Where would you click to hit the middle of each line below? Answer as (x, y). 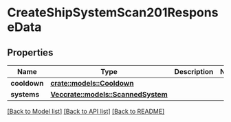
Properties (30, 52)
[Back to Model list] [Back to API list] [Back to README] (86, 111)
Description (194, 72)
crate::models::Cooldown (92, 83)
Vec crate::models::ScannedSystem (109, 94)
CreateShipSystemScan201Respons (113, 13)
